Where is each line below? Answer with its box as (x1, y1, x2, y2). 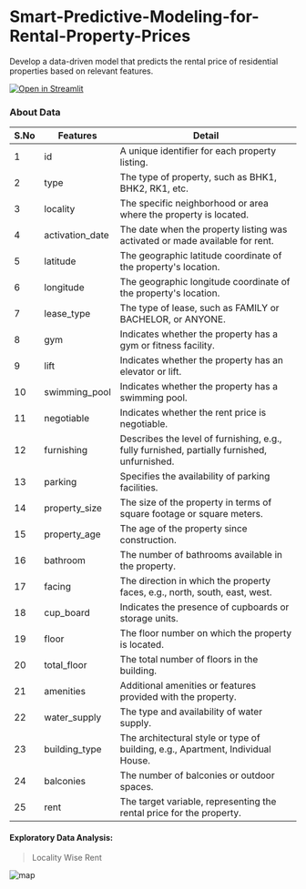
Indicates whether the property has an (119, 354, 284, 367)
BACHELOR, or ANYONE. (119, 313, 226, 326)
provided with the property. (119, 691, 237, 703)
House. (119, 754, 151, 767)
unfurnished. (119, 455, 175, 468)
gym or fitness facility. (119, 339, 216, 352)
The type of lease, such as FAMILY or (119, 302, 280, 315)
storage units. (119, 612, 179, 625)
